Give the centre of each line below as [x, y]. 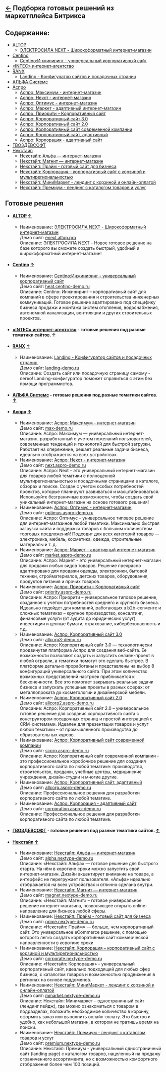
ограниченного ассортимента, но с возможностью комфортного [88, 1059]
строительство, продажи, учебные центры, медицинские [81, 772]
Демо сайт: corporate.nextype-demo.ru [61, 959]
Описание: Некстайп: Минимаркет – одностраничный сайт [82, 1001]
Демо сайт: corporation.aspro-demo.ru [60, 808]
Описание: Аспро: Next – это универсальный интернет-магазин [87, 470]
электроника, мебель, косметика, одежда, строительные [81, 539]
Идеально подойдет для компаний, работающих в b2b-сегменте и [90, 608]
